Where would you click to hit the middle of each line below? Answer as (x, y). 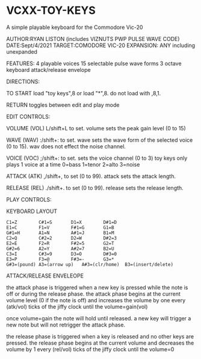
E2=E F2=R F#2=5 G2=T (60, 243)
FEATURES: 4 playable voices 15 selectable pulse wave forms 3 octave (94, 63)
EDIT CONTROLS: (28, 116)
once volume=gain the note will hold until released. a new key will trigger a (99, 318)
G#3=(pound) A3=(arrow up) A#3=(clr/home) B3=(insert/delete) (90, 264)
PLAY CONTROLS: (29, 199)
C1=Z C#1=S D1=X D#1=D (62, 222)
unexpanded (22, 51)
